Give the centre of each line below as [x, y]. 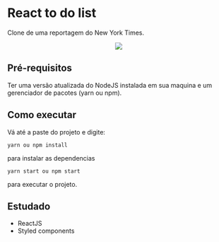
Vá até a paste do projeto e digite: [57, 132]
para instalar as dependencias [51, 158]
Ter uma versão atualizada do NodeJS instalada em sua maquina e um [110, 85]
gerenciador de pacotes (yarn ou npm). [65, 93]
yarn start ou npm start [44, 171]
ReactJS [30, 224]
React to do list [52, 13]
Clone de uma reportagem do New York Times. [76, 33]
